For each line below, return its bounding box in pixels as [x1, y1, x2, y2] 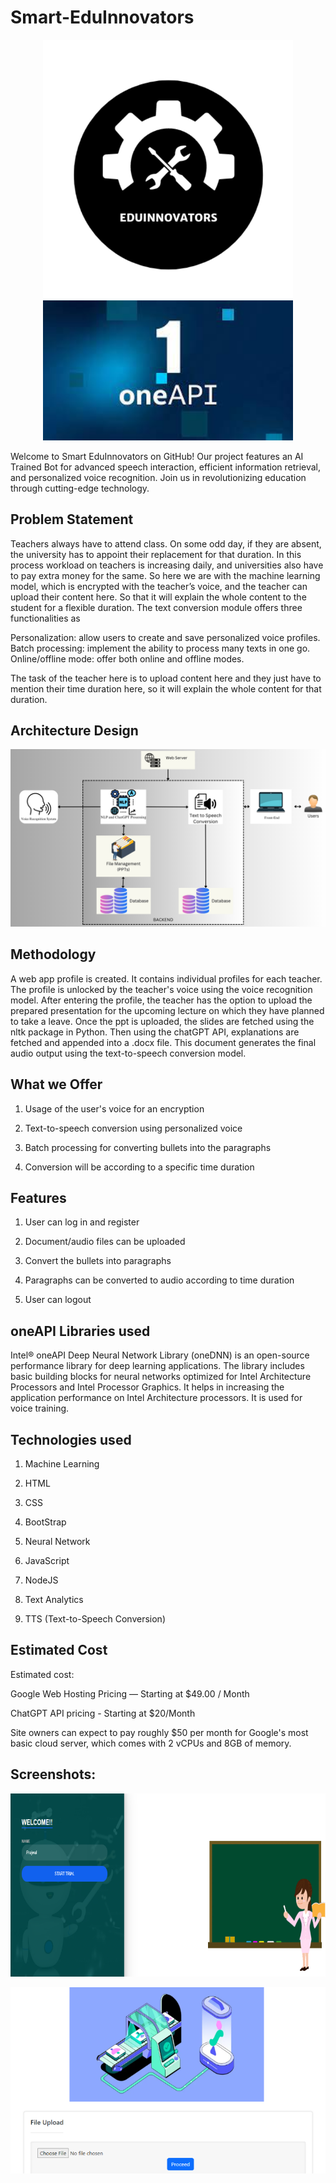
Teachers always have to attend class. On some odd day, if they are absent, [10, 537, 322, 550]
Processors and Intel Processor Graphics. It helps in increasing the [10, 1381, 285, 1393]
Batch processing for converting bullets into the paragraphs [24, 1141, 272, 1153]
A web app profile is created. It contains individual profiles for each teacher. [10, 972, 323, 985]
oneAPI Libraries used [10, 1322, 151, 1340]
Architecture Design [10, 722, 139, 740]
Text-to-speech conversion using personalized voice [24, 1122, 243, 1134]
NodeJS [24, 1574, 59, 1586]
